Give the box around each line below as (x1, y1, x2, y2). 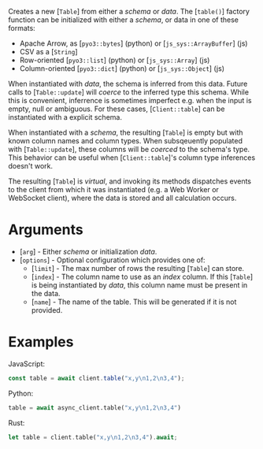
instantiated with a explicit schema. (8, 113, 122, 121)
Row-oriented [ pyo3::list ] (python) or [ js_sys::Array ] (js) (19, 55, 210, 65)
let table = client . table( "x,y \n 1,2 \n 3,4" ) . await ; (8, 433, 178, 441)
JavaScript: (8, 358, 46, 369)
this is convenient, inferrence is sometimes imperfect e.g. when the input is (8, 96, 252, 105)
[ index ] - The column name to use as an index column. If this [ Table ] (31, 272, 254, 281)
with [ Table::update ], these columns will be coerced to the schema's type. (8, 145, 250, 154)
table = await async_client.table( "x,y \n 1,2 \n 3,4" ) (8, 403, 181, 412)
